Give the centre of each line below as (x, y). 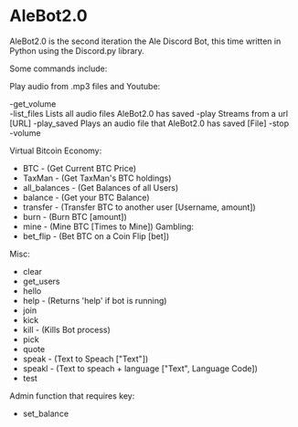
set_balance (46, 413)
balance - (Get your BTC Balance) (86, 197)
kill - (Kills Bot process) (67, 329)
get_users (41, 281)
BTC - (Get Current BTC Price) (80, 168)
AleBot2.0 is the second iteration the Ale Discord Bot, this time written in (145, 41)
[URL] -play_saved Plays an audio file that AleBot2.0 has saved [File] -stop (149, 123)
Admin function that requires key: (72, 396)
